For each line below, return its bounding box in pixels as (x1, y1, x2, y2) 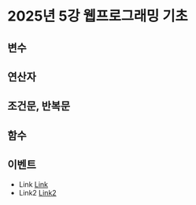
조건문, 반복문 (7, 99, 71, 113)
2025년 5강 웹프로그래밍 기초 (7, 7, 188, 25)
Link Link (18, 179, 49, 189)
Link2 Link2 (18, 188, 57, 197)
